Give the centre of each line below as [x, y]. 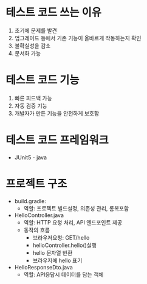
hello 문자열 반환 [53, 252]
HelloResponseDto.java [44, 267]
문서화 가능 [28, 53]
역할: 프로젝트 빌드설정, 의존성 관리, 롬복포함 [76, 208]
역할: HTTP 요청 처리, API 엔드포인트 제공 [73, 222]
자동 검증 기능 [31, 106]
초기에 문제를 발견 [36, 30]
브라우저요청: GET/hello [61, 237]
